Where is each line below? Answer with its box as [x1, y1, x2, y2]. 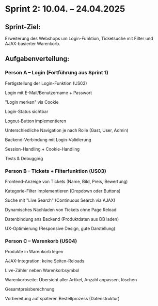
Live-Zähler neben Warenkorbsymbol [5, 268, 79, 274]
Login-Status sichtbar [5, 108, 48, 114]
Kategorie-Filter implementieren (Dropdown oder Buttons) [5, 188, 121, 193]
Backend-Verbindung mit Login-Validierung [5, 137, 92, 143]
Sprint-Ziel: [5, 23, 41, 31]
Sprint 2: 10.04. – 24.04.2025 [5, 3, 125, 15]
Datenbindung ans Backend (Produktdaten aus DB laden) [5, 216, 119, 222]
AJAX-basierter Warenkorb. [5, 41, 61, 47]
